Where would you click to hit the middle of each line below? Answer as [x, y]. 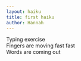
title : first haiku [30, 17]
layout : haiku [24, 12]
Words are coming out [33, 52]
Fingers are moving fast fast [41, 46]
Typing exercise [26, 40]
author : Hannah [25, 23]
